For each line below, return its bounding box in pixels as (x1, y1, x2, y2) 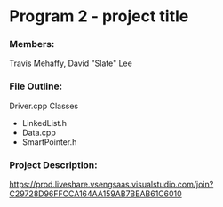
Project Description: (9, 158, 98, 171)
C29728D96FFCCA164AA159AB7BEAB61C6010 (9, 188, 182, 199)
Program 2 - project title (9, 6, 189, 27)
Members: (9, 38, 55, 51)
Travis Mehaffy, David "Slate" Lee (9, 58, 133, 68)
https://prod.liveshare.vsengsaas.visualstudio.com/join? (9, 179, 214, 190)
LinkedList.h (21, 117, 68, 128)
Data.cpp (21, 127, 56, 138)
